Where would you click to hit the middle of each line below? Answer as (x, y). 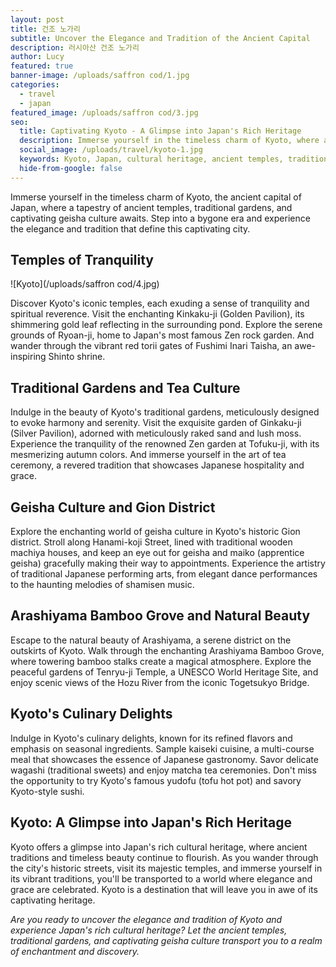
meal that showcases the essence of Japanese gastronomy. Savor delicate (164, 759)
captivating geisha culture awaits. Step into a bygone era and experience (160, 218)
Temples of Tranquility (82, 260)
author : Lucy (37, 57)
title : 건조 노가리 (45, 29)
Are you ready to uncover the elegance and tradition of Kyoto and (146, 919)
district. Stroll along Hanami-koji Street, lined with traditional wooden (151, 542)
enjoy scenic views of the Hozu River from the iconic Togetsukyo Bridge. (160, 682)
